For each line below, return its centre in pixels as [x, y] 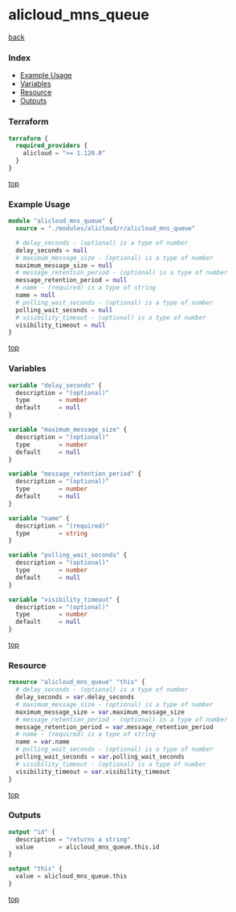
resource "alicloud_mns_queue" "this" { [77, 682]
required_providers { [52, 146]
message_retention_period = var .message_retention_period [115, 727]
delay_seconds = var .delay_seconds [75, 697]
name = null [36, 295]
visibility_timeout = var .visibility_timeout [93, 772]
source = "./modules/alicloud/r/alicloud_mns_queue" [106, 229]
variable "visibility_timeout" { [64, 600]
